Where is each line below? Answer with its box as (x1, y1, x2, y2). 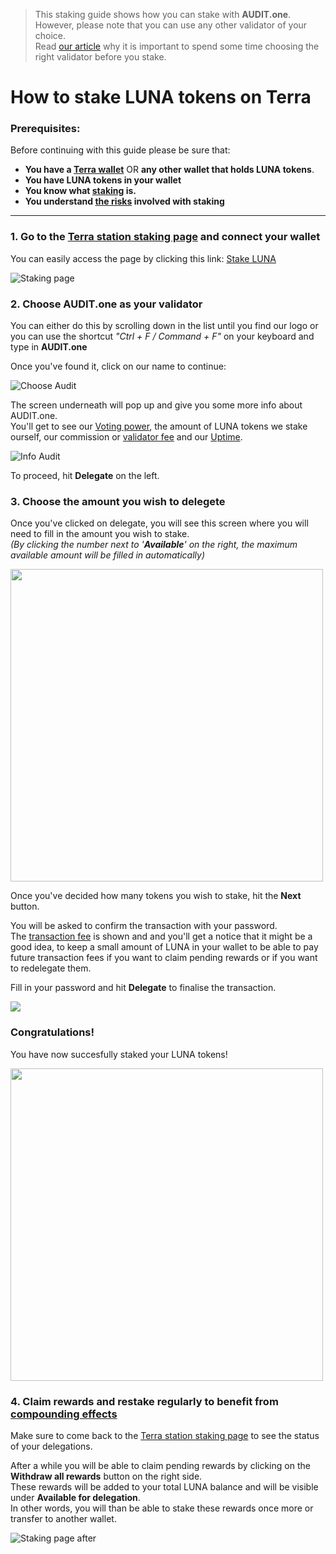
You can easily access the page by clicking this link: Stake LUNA (10, 252, 277, 264)
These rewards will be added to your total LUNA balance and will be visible (10, 1480, 319, 1493)
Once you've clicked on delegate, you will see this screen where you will (10, 517, 309, 529)
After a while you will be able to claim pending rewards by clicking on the (10, 1459, 311, 1471)
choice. (34, 30, 67, 41)
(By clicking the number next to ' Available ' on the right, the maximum (10, 539, 298, 551)
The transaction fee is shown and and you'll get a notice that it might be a (10, 930, 313, 943)
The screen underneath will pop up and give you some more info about (10, 399, 303, 411)
